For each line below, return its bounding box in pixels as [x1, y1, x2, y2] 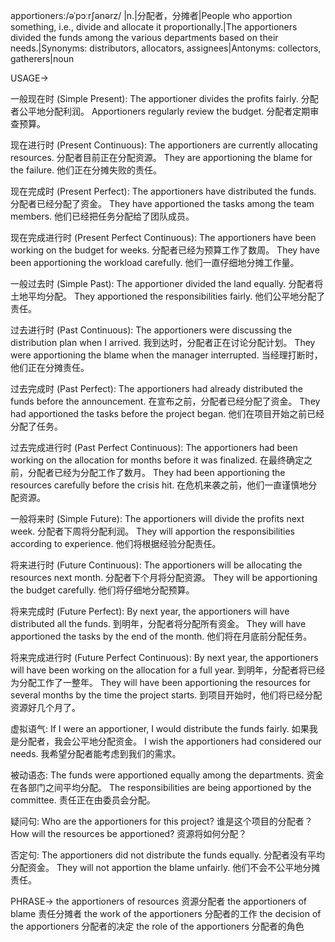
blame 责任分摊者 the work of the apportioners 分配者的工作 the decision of [10, 908, 322, 919]
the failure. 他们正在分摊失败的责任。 [10, 164, 163, 176]
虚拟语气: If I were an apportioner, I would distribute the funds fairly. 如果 [10, 723, 310, 734]
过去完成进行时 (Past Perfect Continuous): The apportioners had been [10, 442, 298, 453]
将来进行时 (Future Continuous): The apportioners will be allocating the [10, 559, 303, 571]
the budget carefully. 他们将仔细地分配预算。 [10, 584, 195, 596]
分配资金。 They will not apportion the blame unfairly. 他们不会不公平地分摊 [10, 862, 321, 873]
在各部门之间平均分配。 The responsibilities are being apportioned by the [10, 782, 312, 793]
